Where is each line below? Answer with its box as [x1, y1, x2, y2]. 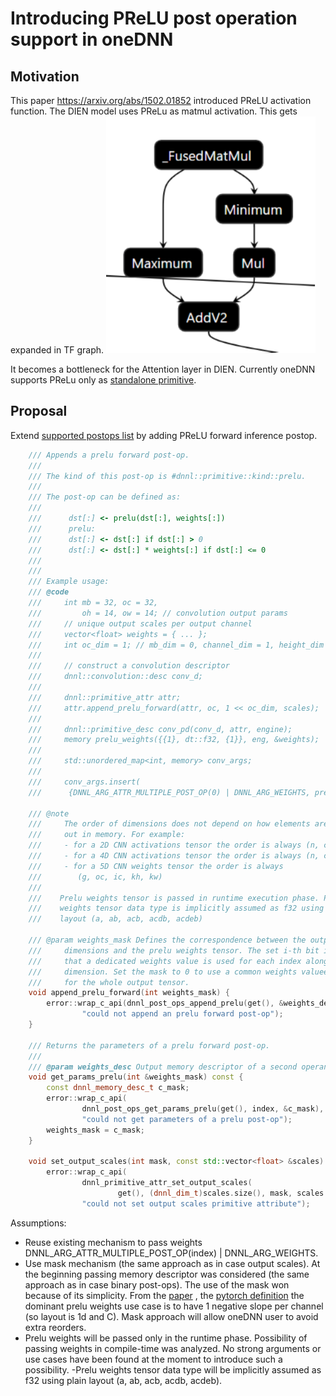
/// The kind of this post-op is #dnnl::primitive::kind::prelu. [28, 471, 307, 481]
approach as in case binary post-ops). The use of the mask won [24, 1278, 290, 1291]
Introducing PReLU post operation [10, 7, 298, 30]
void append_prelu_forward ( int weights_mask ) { [28, 988, 230, 998]
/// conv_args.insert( [28, 777, 141, 787]
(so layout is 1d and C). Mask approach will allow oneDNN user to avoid [24, 1310, 319, 1322]
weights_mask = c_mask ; [46, 1125, 145, 1135]
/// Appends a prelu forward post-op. [28, 450, 190, 460]
